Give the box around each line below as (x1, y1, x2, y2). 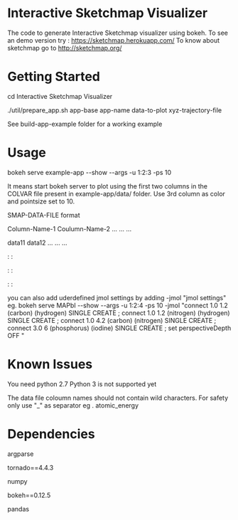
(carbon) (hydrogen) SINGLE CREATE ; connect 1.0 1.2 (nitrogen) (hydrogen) (7, 308, 230, 317)
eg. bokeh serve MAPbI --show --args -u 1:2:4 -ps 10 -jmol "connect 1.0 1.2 (7, 301, 229, 309)
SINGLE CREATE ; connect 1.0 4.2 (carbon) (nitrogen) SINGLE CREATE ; (7, 316, 217, 324)
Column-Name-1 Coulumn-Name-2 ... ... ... (7, 224, 132, 233)
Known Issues (7, 356, 93, 372)
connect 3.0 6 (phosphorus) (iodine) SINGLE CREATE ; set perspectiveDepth (7, 324, 232, 332)
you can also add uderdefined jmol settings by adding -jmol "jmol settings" (7, 293, 227, 302)
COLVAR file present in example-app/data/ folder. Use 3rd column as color (7, 189, 226, 198)
